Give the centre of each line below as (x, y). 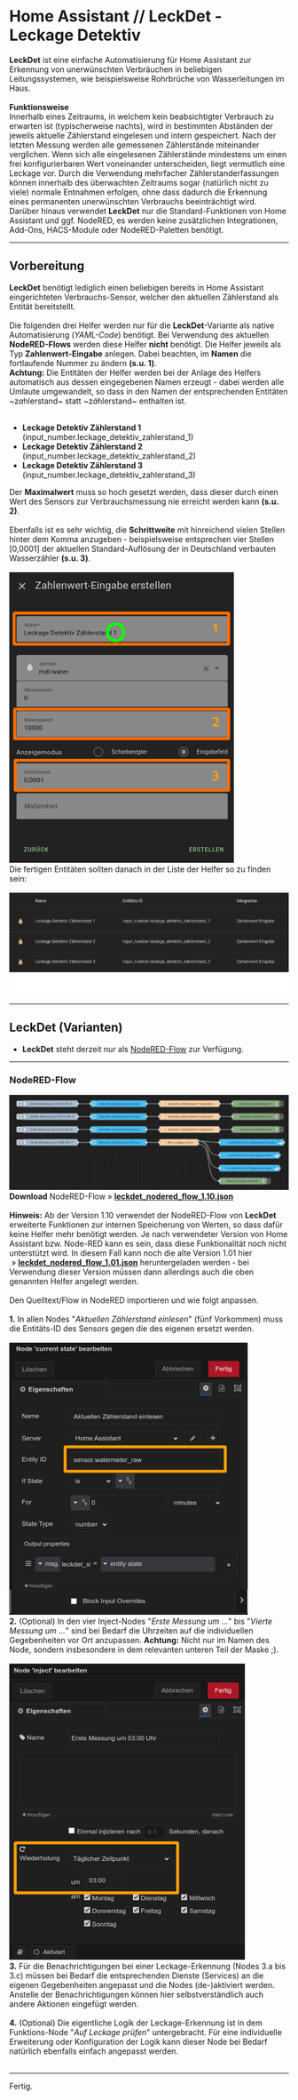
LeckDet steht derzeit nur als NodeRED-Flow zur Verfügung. (133, 1049)
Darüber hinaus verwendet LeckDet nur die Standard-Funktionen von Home (148, 211)
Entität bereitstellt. (43, 306)
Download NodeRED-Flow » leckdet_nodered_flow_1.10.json (121, 1196)
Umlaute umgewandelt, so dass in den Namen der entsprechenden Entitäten (149, 391)
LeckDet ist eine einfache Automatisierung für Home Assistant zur (130, 60)
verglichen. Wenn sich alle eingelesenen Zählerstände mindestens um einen (148, 154)
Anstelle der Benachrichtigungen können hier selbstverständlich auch (137, 1994)
